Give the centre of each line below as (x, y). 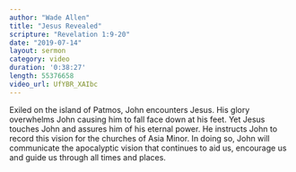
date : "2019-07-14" (46, 43)
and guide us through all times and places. (87, 157)
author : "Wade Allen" (50, 17)
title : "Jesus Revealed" (56, 26)
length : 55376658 (42, 76)
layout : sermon (38, 51)
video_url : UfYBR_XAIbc (54, 84)
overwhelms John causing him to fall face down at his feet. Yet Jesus (137, 119)
